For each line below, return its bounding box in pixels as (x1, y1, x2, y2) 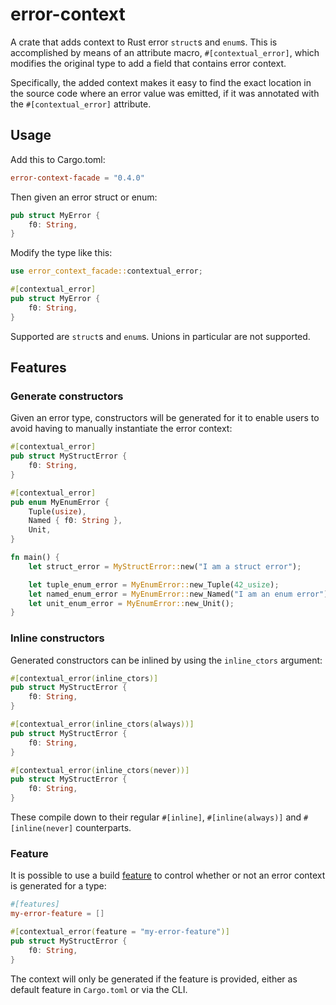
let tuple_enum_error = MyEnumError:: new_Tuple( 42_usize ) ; (28, 579, 280, 590)
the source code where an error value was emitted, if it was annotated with (10, 87, 320, 99)
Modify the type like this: (10, 247, 113, 259)
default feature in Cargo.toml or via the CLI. (10, 983, 188, 995)
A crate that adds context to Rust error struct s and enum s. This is (10, 36, 278, 48)
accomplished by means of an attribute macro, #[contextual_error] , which (10, 46, 320, 58)
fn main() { (10, 553, 60, 563)
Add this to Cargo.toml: (10, 153, 106, 165)
